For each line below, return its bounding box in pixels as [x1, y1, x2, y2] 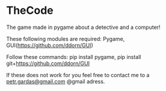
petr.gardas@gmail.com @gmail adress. [6, 78, 105, 85]
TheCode [6, 4, 54, 17]
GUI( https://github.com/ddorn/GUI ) [6, 42, 93, 49]
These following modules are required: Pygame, [6, 35, 125, 42]
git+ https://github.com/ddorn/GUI [6, 60, 90, 67]
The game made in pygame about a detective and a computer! [6, 24, 161, 31]
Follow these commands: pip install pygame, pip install [6, 53, 141, 60]
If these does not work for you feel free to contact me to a [6, 71, 150, 78]
